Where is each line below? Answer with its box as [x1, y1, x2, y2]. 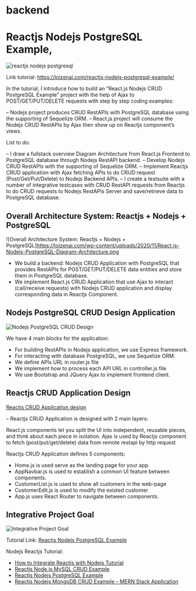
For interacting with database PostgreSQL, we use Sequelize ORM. [14, 352, 176, 359]
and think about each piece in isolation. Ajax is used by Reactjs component [6, 433, 187, 440]
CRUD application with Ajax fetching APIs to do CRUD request [6, 169, 156, 176]
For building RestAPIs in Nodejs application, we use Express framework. [14, 346, 188, 353]
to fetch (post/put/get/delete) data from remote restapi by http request [6, 438, 176, 446]
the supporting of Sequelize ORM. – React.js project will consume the [6, 115, 173, 122]
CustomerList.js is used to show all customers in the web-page [14, 480, 167, 487]
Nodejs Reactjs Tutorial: [6, 548, 63, 555]
